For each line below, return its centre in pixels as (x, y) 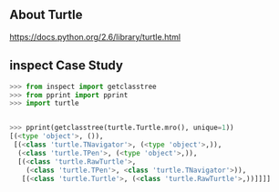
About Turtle (46, 15)
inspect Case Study (66, 66)
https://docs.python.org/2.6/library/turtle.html (95, 36)
